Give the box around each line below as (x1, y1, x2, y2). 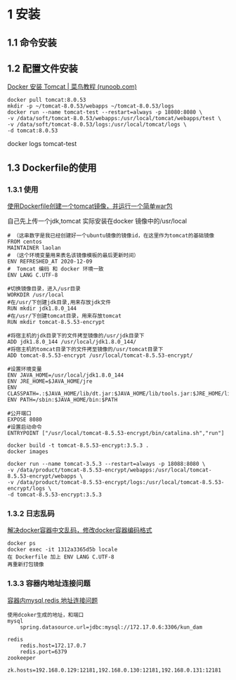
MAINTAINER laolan (7, 244, 61, 251)
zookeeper (7, 654, 37, 661)
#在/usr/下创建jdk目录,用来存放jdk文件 (7, 299, 111, 306)
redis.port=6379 (20, 648, 68, 655)
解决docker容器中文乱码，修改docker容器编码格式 (7, 526, 152, 535)
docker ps (7, 540, 37, 547)
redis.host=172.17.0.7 (20, 642, 86, 649)
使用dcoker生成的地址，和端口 (7, 611, 84, 618)
